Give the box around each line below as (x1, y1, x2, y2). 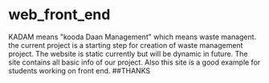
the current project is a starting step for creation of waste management (8, 40, 243, 49)
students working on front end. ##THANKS (8, 65, 151, 75)
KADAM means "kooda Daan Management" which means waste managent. (8, 32, 257, 41)
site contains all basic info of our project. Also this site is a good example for (8, 57, 261, 67)
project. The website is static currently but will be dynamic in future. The (8, 49, 248, 58)
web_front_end (8, 6, 111, 24)
